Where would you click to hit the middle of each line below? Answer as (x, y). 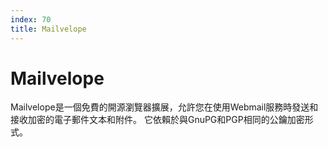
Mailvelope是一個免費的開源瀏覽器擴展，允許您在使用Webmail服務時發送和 (164, 107)
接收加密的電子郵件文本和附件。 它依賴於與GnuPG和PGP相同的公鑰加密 (157, 120)
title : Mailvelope (48, 29)
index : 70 (31, 19)
